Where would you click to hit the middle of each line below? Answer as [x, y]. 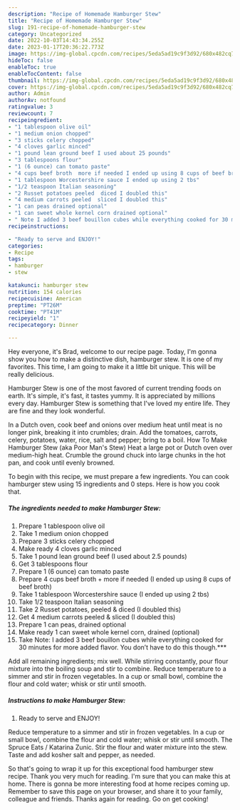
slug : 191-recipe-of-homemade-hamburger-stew [77, 27]
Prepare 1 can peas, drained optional [72, 624]
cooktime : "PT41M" [35, 312]
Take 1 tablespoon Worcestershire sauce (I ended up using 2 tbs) [114, 594]
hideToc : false [31, 61]
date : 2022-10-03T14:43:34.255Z [56, 41]
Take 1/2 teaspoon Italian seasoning [71, 602]
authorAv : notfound [37, 101]
